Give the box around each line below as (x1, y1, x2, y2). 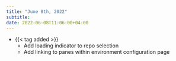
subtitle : (6, 14, 31, 20)
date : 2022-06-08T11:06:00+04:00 (6, 20, 89, 25)
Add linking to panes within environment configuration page (23, 49, 170, 56)
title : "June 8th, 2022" (6, 8, 68, 15)
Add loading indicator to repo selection (23, 42, 119, 49)
